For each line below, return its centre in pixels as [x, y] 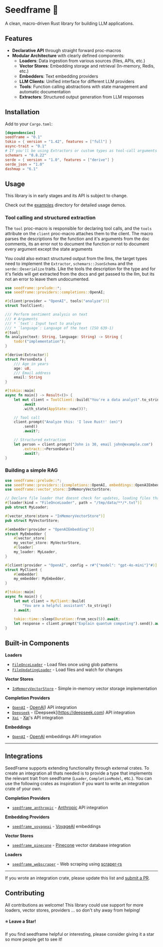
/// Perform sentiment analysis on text [47, 315]
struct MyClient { [24, 570]
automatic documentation [45, 91]
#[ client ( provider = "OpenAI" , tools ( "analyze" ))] [57, 301]
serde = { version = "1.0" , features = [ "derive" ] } [59, 160]
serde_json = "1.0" [25, 164]
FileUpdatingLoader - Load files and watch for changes [67, 670]
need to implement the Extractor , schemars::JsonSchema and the [69, 263]
